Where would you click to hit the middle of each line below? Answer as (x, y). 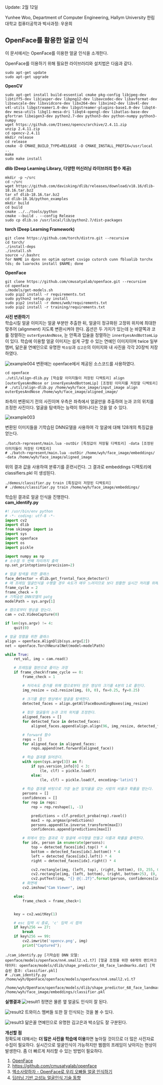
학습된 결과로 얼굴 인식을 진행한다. (37, 497)
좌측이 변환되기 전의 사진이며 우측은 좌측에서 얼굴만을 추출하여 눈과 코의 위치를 (80, 401)
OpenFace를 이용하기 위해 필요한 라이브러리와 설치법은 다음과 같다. (69, 63)
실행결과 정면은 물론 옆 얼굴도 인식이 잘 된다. (57, 1001)
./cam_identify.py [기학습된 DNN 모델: (42, 955)
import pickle (19, 547)
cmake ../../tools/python (31, 211)
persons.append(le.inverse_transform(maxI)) (77, 825)
